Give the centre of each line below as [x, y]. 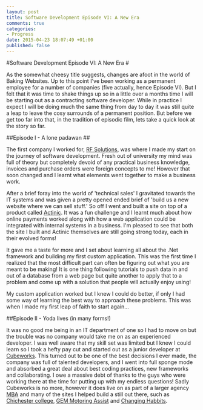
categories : [21, 29]
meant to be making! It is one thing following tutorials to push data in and [97, 269]
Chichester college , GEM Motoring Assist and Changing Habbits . [87, 400]
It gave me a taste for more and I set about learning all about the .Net [92, 250]
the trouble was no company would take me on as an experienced [88, 336]
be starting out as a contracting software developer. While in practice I [94, 100]
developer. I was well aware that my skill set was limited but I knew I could [99, 343]
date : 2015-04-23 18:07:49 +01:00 [50, 40]
